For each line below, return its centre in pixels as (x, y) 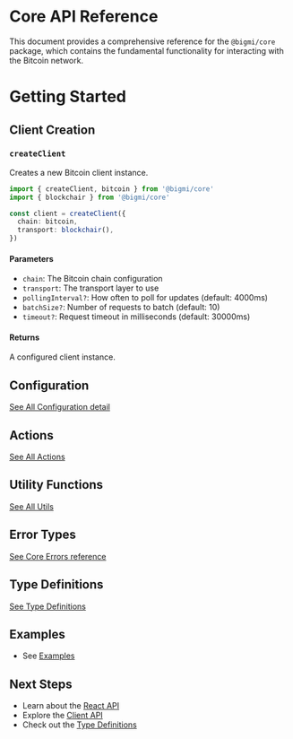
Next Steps (41, 684)
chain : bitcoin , (47, 222)
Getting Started (68, 97)
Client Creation (52, 130)
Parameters (31, 258)
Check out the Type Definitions (79, 725)
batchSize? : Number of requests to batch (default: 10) (121, 308)
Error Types (43, 535)
